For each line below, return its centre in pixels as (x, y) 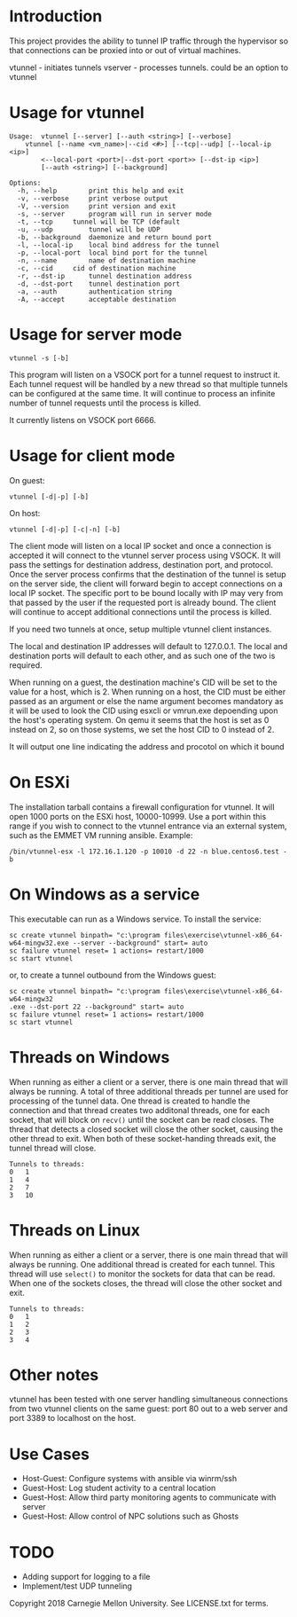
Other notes (54, 1374)
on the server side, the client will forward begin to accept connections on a (146, 584)
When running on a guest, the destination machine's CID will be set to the (143, 682)
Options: (25, 183)
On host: (25, 513)
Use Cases (50, 1454)
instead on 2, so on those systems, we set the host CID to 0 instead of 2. (142, 729)
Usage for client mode (92, 456)
